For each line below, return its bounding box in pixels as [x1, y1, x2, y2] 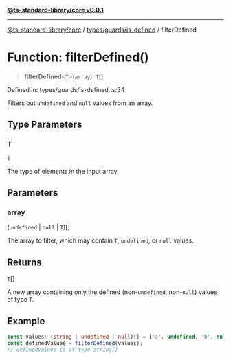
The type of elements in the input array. [7, 167, 119, 175]
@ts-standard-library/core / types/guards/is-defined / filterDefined [7, 25, 197, 34]
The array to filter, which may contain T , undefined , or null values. [7, 236, 194, 245]
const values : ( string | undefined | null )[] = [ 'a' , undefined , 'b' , [7, 333, 214, 340]
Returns [7, 256, 43, 268]
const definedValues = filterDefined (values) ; [7, 339, 143, 346]
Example [7, 315, 45, 327]
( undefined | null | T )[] [7, 223, 70, 232]
